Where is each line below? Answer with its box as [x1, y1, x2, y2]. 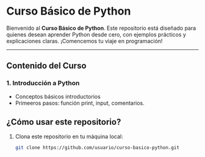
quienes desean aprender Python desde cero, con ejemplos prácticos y [6, 30, 186, 38]
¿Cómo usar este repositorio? [6, 117, 121, 127]
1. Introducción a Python [6, 79, 80, 88]
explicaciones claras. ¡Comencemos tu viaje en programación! [6, 37, 163, 44]
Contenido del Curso [6, 61, 87, 71]
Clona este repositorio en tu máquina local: [15, 133, 123, 141]
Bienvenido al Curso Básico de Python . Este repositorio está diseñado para [6, 24, 196, 32]
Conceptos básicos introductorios [15, 92, 101, 100]
